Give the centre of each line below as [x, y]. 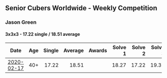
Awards [98, 50]
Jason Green [21, 22]
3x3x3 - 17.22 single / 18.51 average [43, 34]
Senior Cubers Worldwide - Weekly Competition [81, 8]
